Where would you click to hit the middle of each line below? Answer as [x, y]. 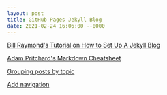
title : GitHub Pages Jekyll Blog [55, 20]
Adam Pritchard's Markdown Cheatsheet [64, 58]
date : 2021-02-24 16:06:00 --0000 [56, 26]
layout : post [26, 13]
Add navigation [28, 85]
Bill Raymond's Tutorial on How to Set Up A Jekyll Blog [84, 45]
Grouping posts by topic [41, 71]
